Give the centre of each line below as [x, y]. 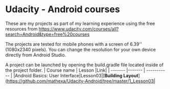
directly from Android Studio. [36, 55]
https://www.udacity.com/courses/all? [79, 28]
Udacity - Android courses [63, 9]
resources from [21, 28]
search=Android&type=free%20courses [47, 34]
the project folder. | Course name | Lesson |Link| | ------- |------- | [75, 70]
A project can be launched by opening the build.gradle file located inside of [84, 65]
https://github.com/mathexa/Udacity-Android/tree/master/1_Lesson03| [81, 81]
